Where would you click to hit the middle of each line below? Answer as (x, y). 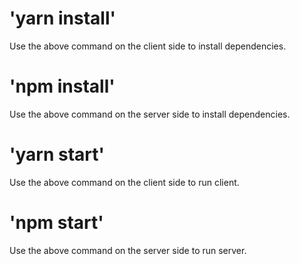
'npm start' (56, 223)
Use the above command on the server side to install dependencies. (150, 114)
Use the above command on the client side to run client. (124, 182)
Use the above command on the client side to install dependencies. (148, 46)
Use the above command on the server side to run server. (128, 250)
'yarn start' (57, 154)
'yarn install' (63, 18)
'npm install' (62, 86)
